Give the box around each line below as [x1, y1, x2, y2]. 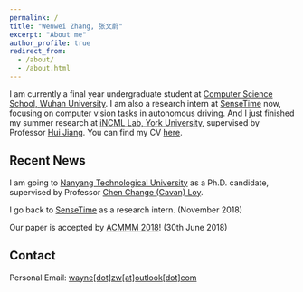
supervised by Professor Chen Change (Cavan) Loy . [9, 186, 204, 197]
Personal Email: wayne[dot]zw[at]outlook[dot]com [9, 272, 197, 283]
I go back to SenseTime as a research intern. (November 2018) [9, 204, 242, 215]
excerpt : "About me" [9, 30, 88, 39]
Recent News [9, 153, 86, 168]
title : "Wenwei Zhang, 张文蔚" [9, 22, 124, 31]
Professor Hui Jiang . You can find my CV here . [9, 127, 183, 137]
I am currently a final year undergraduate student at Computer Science [9, 88, 273, 99]
